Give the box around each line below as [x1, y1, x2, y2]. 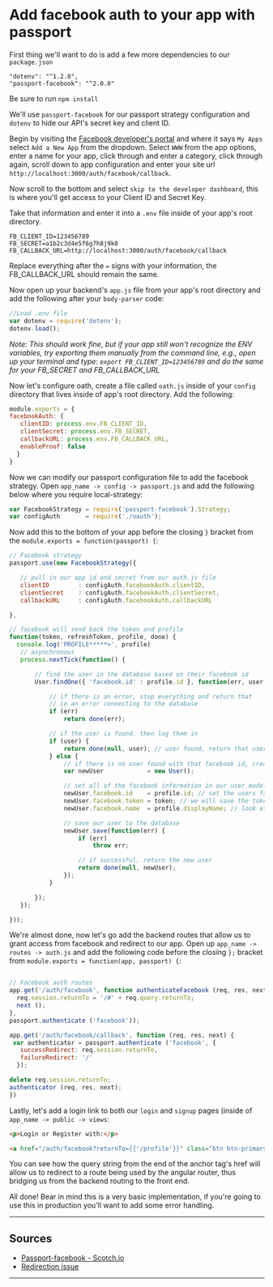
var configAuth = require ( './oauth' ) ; [9, 513, 162, 521]
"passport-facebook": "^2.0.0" [9, 79, 115, 87]
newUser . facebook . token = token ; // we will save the [63, 797, 250, 805]
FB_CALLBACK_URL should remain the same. [9, 269, 160, 279]
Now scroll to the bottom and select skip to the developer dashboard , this [9, 184, 258, 194]
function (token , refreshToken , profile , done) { [9, 633, 177, 641]
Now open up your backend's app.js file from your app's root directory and [9, 285, 262, 295]
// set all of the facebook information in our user [63, 782, 245, 791]
